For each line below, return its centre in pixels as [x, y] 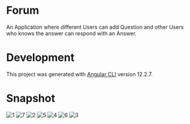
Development [40, 58]
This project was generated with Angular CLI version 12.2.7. [79, 74]
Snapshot [31, 99]
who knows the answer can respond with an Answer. [71, 33]
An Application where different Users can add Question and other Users [95, 27]
